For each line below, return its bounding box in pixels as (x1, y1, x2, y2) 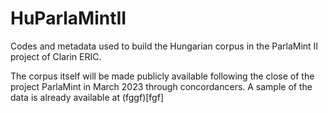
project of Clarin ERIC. (10, 50, 102, 62)
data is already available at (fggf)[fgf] (10, 91, 164, 103)
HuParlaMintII (10, 7, 127, 30)
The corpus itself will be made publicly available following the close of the (10, 70, 315, 82)
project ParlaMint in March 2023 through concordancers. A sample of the (10, 80, 313, 92)
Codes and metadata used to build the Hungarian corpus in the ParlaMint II (10, 40, 319, 52)
